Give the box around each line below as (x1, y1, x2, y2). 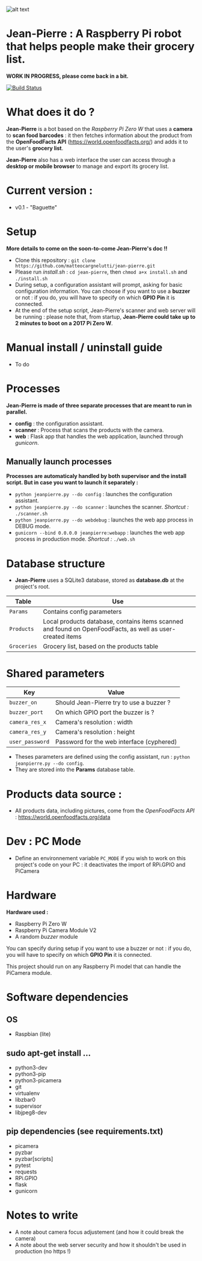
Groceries (9, 643, 37, 650)
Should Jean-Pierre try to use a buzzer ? (55, 698, 171, 707)
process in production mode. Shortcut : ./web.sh (14, 535, 135, 543)
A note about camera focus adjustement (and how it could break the (14, 1228, 185, 1236)
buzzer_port (9, 709, 44, 716)
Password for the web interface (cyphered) (55, 738, 177, 746)
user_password (9, 738, 50, 745)
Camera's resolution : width (55, 718, 133, 727)
